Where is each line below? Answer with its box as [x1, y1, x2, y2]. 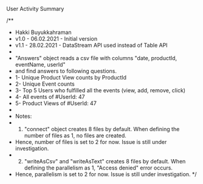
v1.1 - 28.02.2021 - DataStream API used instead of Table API [15, 42, 168, 49]
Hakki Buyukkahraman [15, 29, 72, 36]
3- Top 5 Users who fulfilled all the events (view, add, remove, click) [15, 87, 186, 94]
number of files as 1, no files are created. [24, 132, 126, 139]
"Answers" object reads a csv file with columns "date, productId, [15, 55, 177, 61]
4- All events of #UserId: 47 [15, 94, 85, 100]
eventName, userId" [15, 61, 66, 68]
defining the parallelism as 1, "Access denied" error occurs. [24, 164, 173, 171]
